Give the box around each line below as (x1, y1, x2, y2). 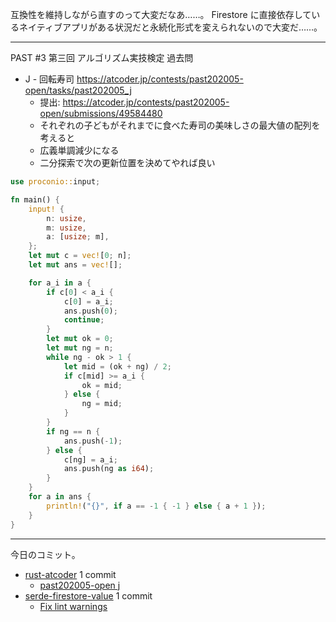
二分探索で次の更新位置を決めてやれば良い (39, 157, 216, 168)
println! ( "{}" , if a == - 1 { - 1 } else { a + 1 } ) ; (46, 501, 267, 511)
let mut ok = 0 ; (46, 334, 114, 344)
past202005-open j (39, 579, 121, 591)
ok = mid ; (81, 380, 123, 390)
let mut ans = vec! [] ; (28, 260, 123, 270)
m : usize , (46, 223, 87, 233)
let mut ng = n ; (46, 343, 114, 353)
